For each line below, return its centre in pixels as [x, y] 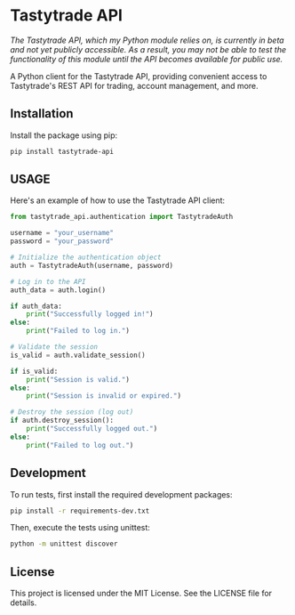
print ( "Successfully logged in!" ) [90, 314]
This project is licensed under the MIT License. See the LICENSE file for [141, 594]
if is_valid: [34, 371]
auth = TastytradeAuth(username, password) [92, 265]
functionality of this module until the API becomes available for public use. [147, 59]
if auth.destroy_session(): [62, 421]
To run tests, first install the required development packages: [122, 494]
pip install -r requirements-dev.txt [80, 511]
